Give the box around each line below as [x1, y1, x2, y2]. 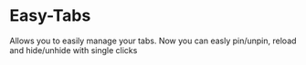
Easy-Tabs [9, 5, 91, 26]
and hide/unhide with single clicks [9, 44, 138, 55]
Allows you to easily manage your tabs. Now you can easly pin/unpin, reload [9, 35, 297, 46]
